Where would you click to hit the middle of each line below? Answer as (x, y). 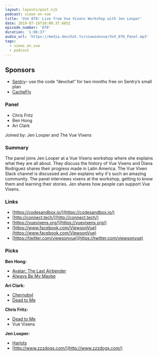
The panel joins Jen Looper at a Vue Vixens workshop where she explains (79, 158)
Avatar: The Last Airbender (39, 271)
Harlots (19, 343)
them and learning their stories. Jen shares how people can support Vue (78, 184)
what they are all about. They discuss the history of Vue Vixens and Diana (79, 163)
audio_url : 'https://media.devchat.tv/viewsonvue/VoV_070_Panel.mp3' (77, 37)
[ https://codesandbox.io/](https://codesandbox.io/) (63, 213)
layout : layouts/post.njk (31, 9)
